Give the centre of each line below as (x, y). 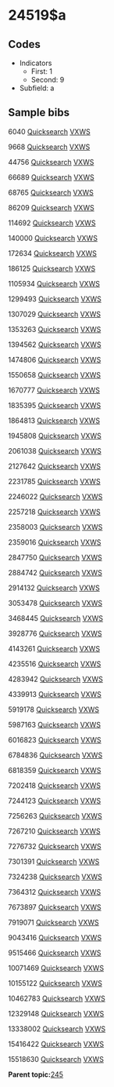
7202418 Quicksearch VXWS (55, 785)
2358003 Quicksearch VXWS (55, 527)
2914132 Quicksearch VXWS (54, 588)
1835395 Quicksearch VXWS (55, 405)
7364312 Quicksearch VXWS (55, 892)
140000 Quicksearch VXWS (53, 238)
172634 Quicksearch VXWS (53, 253)
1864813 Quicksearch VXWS (54, 420)
